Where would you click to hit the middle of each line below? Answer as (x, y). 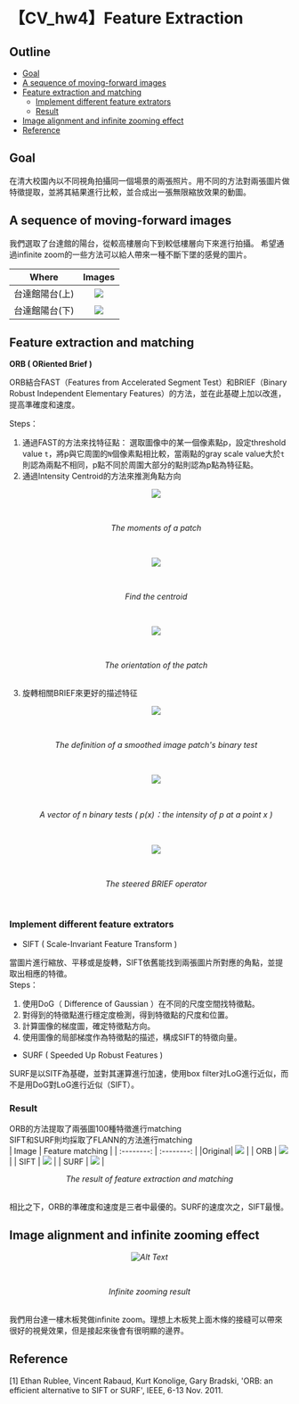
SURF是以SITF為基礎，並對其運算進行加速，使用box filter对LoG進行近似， (145, 1073)
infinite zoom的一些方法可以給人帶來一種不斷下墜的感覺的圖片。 (134, 254)
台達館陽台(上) (44, 294)
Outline (30, 51)
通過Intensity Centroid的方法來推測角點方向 (101, 476)
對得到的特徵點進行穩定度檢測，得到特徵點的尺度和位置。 (127, 1015)
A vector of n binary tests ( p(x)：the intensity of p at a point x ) (156, 815)
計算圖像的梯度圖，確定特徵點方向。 (89, 1026)
